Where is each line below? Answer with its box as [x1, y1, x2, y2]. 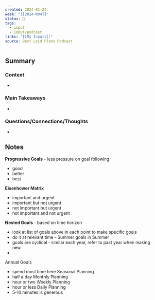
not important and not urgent [12, 210, 70, 216]
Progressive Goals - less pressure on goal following [5, 156, 110, 162]
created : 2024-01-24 [5, 7, 47, 12]
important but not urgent [12, 200, 62, 206]
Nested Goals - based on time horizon [5, 220, 82, 225]
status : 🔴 [5, 16, 25, 21]
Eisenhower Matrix [5, 185, 44, 191]
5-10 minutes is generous [12, 289, 63, 295]
